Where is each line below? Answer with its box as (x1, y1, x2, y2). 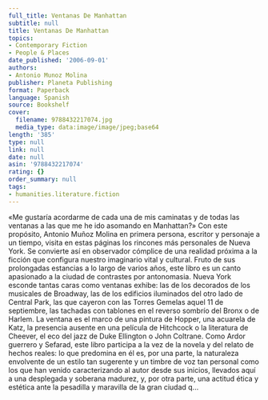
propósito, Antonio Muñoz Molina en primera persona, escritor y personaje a (8, 229, 260, 238)
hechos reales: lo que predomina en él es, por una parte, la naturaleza (8, 348, 239, 358)
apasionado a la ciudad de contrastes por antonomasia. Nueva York (8, 271, 232, 281)
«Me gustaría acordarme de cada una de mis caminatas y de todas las (8, 212, 240, 222)
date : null (8, 153, 45, 161)
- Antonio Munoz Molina (8, 71, 88, 79)
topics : (8, 34, 34, 42)
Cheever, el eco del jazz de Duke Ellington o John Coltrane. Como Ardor (8, 331, 246, 341)
